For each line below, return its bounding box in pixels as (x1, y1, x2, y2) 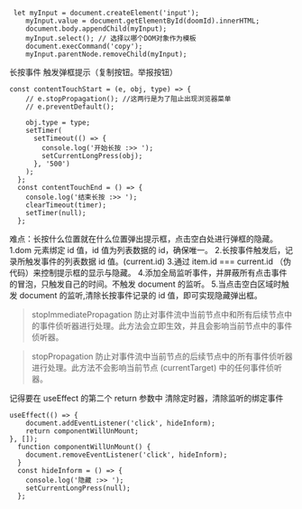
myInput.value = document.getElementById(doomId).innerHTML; (25, 16, 260, 25)
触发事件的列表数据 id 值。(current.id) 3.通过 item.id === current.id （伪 (24, 256, 291, 267)
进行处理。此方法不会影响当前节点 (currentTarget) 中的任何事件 (31, 363, 267, 372)
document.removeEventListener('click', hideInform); (25, 450, 228, 459)
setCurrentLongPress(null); (25, 484, 131, 493)
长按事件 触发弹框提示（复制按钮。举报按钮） (9, 67, 178, 77)
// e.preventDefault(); (25, 102, 115, 111)
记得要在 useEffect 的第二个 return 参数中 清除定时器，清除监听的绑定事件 (9, 393, 284, 403)
